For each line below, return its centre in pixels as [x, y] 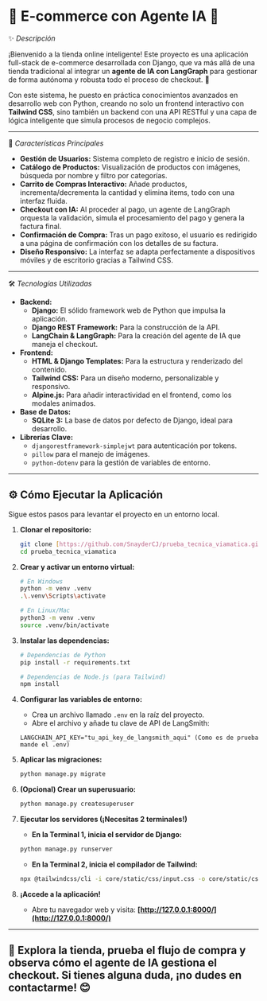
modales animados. [64, 403]
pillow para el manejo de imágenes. [91, 454]
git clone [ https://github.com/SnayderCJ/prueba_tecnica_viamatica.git [141, 544]
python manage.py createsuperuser [77, 804]
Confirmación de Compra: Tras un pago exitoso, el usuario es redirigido [138, 235]
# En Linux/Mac [45, 611]
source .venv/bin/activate [64, 625]
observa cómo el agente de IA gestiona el [112, 963]
